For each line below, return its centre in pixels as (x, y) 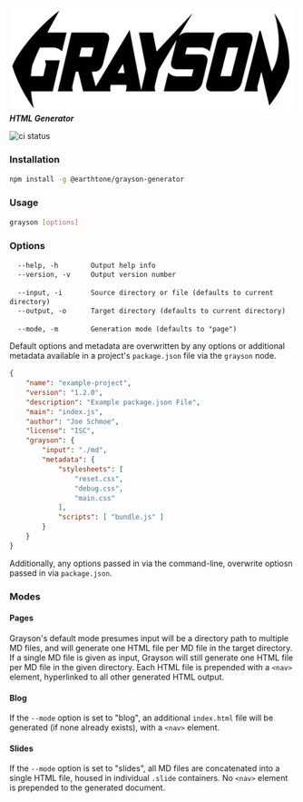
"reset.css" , (99, 479)
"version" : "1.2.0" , (64, 392)
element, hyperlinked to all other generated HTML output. (117, 677)
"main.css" (95, 498)
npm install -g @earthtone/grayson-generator (97, 179)
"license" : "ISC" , (60, 431)
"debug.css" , (99, 489)
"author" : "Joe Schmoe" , (73, 421)
